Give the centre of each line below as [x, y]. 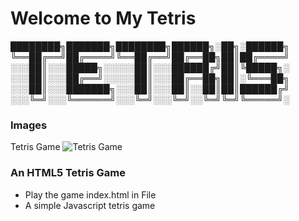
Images [29, 125]
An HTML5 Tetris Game [68, 173]
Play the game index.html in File [90, 194]
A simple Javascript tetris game [90, 205]
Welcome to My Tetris [103, 18]
